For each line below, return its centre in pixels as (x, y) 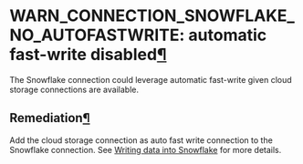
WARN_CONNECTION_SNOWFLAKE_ (152, 16)
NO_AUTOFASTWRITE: (97, 35)
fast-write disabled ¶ (88, 55)
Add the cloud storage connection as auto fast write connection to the (141, 140)
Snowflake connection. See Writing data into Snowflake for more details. (146, 149)
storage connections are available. (74, 89)
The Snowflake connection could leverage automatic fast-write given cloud (151, 79)
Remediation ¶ (50, 118)
